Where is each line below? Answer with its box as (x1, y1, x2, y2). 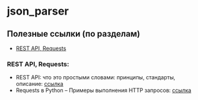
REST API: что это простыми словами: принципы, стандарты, (15, 74, 176, 81)
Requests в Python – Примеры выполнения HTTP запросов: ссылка (15, 87, 192, 94)
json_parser (7, 4, 69, 18)
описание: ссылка (15, 80, 64, 88)
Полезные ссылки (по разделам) (7, 29, 141, 39)
